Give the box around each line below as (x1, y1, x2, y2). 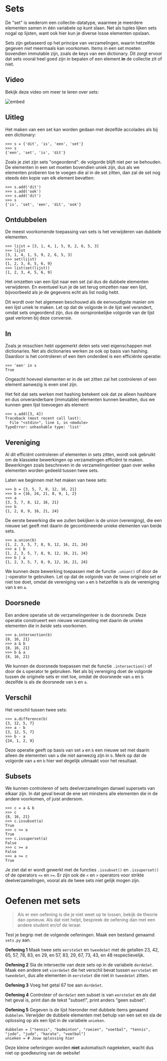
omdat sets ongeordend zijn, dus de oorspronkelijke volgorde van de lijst (5, 309, 155, 315)
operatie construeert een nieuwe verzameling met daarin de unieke (5, 617, 143, 623)
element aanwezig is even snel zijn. (5, 381, 78, 387)
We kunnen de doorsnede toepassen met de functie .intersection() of (5, 663, 152, 669)
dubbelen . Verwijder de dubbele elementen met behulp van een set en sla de (5, 1012, 162, 1018)
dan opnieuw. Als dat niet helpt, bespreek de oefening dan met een (17, 917, 156, 923)
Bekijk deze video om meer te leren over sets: (5, 88, 99, 95)
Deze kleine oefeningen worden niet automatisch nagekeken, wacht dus (5, 1044, 154, 1050)
